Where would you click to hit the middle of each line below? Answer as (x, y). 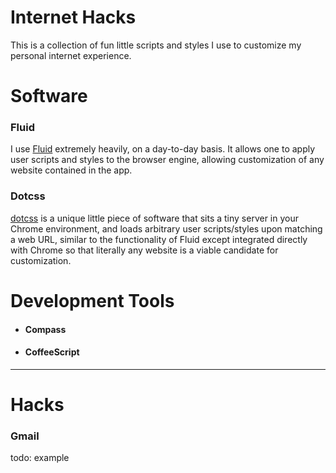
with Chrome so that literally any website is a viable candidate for (144, 250)
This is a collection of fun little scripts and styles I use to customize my (156, 45)
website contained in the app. (71, 170)
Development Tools (92, 300)
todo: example (40, 458)
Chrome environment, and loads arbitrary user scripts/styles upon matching (166, 228)
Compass (45, 329)
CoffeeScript (52, 352)
